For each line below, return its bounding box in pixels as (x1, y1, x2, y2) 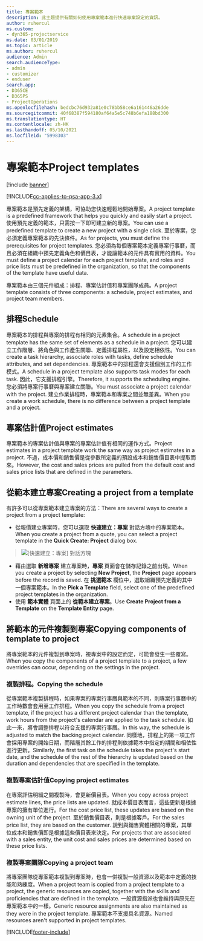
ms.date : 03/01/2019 (6, 37, 59, 43)
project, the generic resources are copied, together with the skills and (6, 887, 180, 894)
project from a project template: (6, 511, 86, 519)
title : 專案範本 (6, 8, 43, 15)
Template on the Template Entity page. (14, 605, 114, 612)
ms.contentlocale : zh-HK (6, 122, 69, 128)
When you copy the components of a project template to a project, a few (6, 657, 187, 664)
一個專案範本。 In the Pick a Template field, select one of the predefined (14, 584, 195, 591)
